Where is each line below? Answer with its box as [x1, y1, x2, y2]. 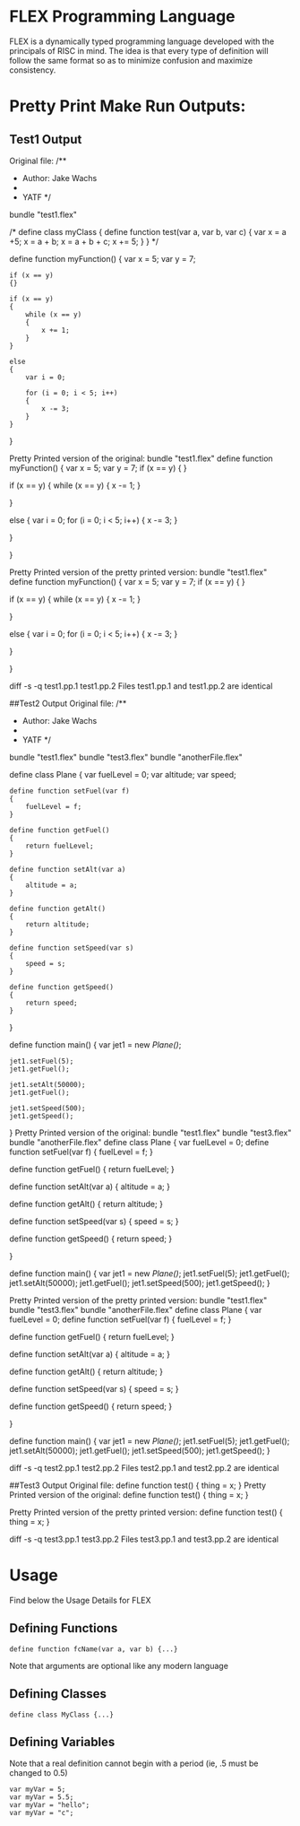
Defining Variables [9, 1734, 116, 1750]
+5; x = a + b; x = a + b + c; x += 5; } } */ [9, 236, 159, 247]
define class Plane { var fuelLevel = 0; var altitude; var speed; [9, 769, 237, 779]
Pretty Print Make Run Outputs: [9, 96, 246, 117]
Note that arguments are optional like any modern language [9, 1660, 228, 1671]
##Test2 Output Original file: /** [9, 698, 127, 709]
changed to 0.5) [9, 1768, 69, 1778]
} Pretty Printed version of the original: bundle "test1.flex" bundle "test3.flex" [9, 1127, 292, 1138]
